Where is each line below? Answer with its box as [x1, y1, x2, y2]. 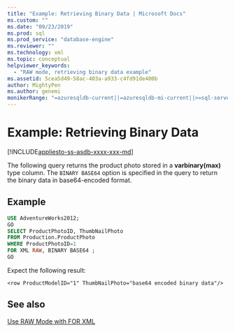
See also [7, 299, 45, 310]
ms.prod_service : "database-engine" [7, 36, 114, 43]
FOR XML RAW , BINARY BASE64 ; [7, 247, 96, 255]
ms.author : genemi [7, 88, 61, 95]
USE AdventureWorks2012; [7, 214, 80, 222]
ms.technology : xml [7, 50, 64, 56]
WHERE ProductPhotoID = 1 [7, 241, 77, 248]
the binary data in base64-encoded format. [7, 176, 132, 184]
